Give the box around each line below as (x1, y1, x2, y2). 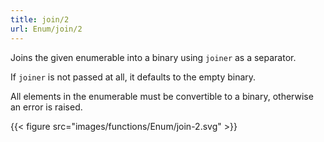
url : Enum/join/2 (10, 24, 83, 34)
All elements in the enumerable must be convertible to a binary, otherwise (10, 90, 314, 102)
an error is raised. (10, 101, 83, 113)
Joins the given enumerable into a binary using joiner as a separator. (10, 51, 297, 63)
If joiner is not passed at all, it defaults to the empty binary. (10, 71, 257, 83)
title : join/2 (10, 14, 70, 25)
